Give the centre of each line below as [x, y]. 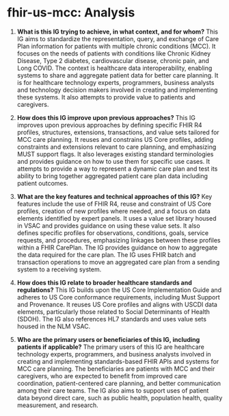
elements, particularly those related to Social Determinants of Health [113, 311]
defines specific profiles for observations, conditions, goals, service [113, 233]
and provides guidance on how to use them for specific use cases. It [113, 161]
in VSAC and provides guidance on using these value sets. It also [108, 225]
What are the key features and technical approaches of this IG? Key [114, 196]
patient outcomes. [42, 183]
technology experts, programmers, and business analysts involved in [114, 354]
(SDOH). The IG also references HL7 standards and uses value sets [112, 319]
